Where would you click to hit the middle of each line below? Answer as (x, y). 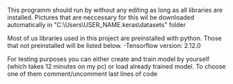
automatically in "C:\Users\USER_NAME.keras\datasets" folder (97, 25)
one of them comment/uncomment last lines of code (82, 74)
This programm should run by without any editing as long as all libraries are (115, 10)
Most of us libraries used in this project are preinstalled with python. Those (114, 38)
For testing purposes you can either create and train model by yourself (109, 59)
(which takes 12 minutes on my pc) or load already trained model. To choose (116, 66)
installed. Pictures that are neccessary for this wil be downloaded (101, 17)
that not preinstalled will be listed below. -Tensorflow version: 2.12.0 (104, 45)
